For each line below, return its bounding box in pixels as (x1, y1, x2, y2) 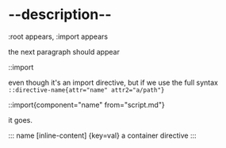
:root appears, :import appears (8, 32, 109, 41)
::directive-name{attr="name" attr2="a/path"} (8, 85, 165, 94)
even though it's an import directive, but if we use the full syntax (8, 78, 219, 87)
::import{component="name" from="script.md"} (8, 100, 165, 109)
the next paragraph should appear (8, 47, 121, 56)
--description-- (8, 6, 113, 24)
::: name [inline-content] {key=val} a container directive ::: (8, 131, 197, 140)
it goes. (8, 115, 33, 124)
